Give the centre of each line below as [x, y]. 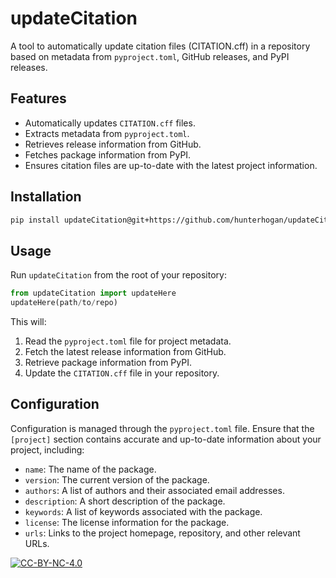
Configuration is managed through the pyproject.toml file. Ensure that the [162, 428]
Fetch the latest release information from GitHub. [125, 351]
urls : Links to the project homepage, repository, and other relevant [162, 533]
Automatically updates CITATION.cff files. [110, 123]
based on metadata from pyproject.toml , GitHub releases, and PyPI [150, 56]
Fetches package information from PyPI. [108, 154]
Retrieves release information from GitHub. [113, 144]
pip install [35, 220]
